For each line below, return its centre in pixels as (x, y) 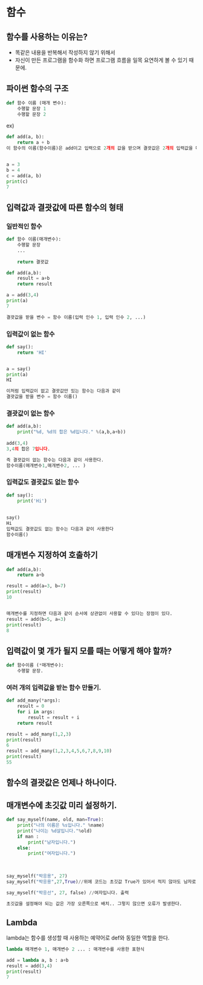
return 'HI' (32, 353)
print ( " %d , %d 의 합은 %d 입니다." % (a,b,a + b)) (72, 432)
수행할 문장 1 (32, 109)
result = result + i (54, 717)
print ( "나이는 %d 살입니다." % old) (55, 831)
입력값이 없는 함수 (31, 334)
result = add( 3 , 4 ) (29, 966)
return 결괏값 (33, 262)
